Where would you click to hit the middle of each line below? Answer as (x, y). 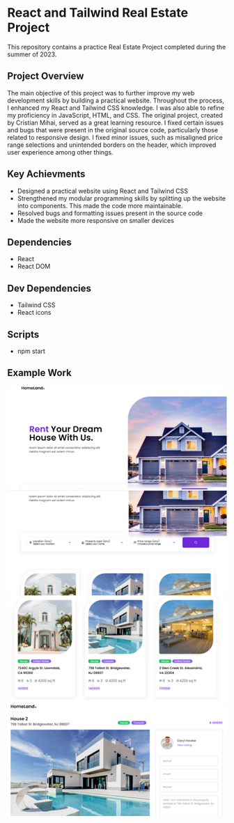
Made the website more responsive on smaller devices (95, 220)
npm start (31, 351)
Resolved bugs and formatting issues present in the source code (110, 213)
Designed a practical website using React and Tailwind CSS (102, 191)
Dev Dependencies (49, 288)
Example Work (39, 373)
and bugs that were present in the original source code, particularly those (112, 130)
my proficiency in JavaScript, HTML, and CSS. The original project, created (115, 115)
